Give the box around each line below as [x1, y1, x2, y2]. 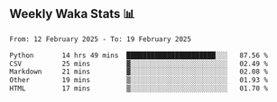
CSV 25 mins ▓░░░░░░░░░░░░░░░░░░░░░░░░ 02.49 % [9, 59, 269, 68]
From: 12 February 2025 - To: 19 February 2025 [9, 34, 192, 44]
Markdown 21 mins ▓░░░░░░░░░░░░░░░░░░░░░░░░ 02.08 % [9, 67, 269, 77]
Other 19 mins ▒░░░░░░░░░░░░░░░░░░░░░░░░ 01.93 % [9, 76, 269, 85]
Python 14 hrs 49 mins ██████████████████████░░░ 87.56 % [9, 51, 269, 60]
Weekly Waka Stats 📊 [9, 6, 135, 21]
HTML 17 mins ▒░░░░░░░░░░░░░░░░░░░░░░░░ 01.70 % [9, 84, 269, 93]
